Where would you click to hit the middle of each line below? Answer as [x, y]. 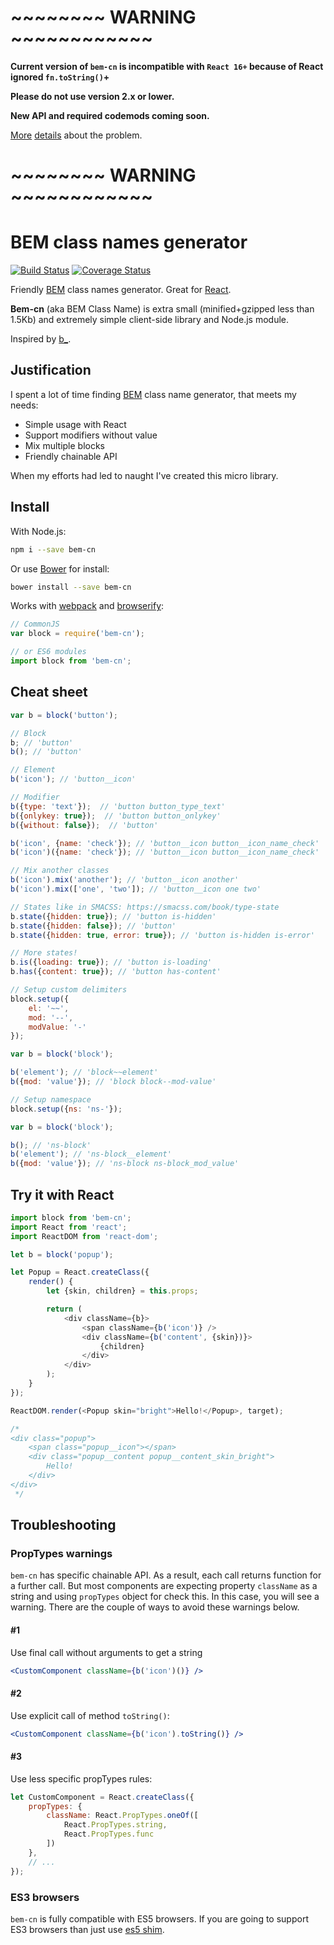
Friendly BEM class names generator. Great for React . [121, 290]
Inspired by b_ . [41, 339]
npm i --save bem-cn [53, 549]
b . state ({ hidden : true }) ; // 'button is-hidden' [113, 916]
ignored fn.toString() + [60, 77]
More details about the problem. [76, 135]
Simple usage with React [75, 424]
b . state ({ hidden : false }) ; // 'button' [93, 926]
